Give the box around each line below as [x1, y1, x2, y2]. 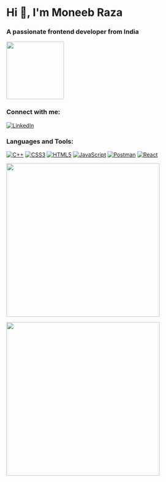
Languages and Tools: [6, 137, 74, 146]
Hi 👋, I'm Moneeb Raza [6, 6, 123, 20]
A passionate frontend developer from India [6, 28, 139, 36]
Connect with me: [6, 107, 61, 116]
